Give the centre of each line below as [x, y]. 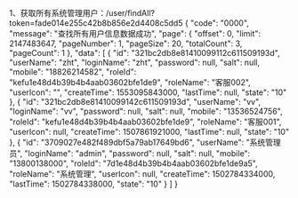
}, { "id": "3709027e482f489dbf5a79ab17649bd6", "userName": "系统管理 [145, 142]
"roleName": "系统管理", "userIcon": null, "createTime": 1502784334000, [142, 174]
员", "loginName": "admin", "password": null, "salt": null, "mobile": [130, 153]
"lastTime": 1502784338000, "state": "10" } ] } [94, 184]
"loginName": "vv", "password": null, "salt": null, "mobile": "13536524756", [146, 111]
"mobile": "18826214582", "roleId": [73, 72]
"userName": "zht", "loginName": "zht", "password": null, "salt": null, [135, 62]
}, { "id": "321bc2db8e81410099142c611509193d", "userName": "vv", [135, 102]
